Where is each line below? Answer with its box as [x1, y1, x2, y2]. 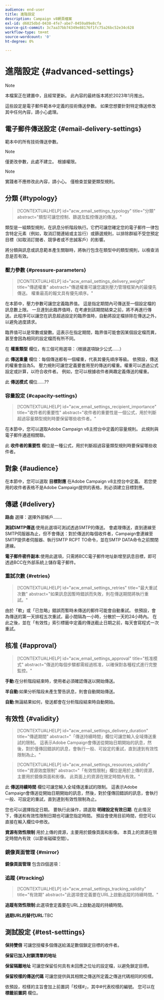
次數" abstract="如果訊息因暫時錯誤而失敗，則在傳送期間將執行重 [17, 591, 149, 597]
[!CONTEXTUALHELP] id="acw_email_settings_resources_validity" [17, 762, 150, 767]
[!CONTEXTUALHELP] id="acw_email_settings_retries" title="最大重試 [17, 584, 158, 590]
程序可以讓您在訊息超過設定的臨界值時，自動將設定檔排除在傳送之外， [18, 313, 159, 319]
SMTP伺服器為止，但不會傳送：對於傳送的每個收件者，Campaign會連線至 [5, 531, 153, 536]
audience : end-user [5, 7, 45, 12]
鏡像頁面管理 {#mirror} [5, 849, 60, 856]
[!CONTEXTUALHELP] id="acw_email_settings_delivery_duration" [17, 728, 148, 734]
